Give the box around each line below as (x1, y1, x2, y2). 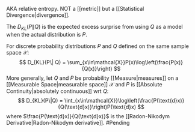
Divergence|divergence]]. (6, 11, 70, 19)
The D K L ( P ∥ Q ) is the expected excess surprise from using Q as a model (6, 23, 183, 32)
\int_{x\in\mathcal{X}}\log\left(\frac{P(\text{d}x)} (64, 97, 185, 104)
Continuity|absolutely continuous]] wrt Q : (6, 87, 109, 95)
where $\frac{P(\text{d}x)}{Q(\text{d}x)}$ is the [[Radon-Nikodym (6, 112, 170, 119)
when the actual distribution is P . (6, 31, 87, 38)
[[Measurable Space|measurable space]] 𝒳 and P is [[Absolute (6, 80, 162, 88)
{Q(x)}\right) (81, 65, 113, 72)
